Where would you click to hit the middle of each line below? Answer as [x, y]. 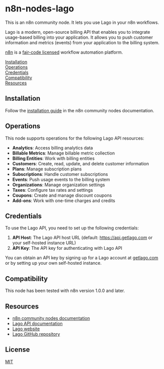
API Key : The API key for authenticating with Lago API [67, 248]
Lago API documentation [37, 324]
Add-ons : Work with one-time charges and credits [63, 200]
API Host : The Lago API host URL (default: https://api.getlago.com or [82, 238]
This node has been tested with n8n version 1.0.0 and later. [65, 291]
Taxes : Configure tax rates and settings [52, 190]
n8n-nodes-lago [40, 9]
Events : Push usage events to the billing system [61, 179]
